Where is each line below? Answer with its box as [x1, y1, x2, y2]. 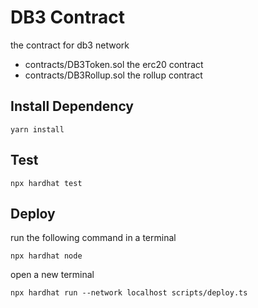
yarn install [10, 124, 65, 135]
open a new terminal [10, 269, 95, 281]
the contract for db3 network [10, 39, 130, 51]
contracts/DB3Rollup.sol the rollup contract [24, 69, 203, 81]
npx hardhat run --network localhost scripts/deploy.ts [10, 288, 248, 298]
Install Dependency [10, 98, 135, 115]
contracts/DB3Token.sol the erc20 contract [24, 58, 204, 70]
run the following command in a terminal [10, 232, 177, 244]
